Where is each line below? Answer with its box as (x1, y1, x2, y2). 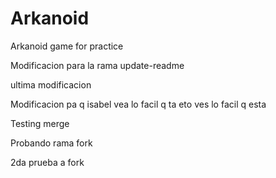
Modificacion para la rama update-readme (10, 59, 185, 71)
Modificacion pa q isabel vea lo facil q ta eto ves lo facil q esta (10, 98, 267, 110)
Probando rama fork (10, 137, 93, 149)
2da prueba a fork (10, 156, 85, 168)
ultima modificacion (10, 78, 92, 91)
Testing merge (10, 117, 70, 129)
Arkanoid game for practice (10, 40, 124, 52)
